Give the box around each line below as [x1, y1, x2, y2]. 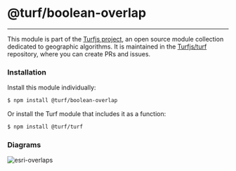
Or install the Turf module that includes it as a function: [7, 110, 166, 118]
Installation [7, 67, 47, 77]
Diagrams [7, 139, 41, 149]
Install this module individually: [7, 83, 96, 92]
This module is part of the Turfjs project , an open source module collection [7, 34, 224, 43]
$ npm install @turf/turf [7, 123, 83, 131]
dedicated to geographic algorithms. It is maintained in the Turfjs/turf [7, 42, 207, 51]
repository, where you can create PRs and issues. [7, 49, 151, 58]
